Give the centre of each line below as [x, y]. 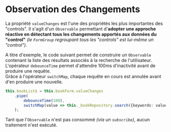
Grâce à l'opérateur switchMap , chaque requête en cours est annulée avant [83, 76]
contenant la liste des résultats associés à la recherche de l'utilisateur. [79, 60]
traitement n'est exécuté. [31, 125]
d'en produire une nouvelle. [34, 82]
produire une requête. [28, 71]
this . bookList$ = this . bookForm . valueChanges [54, 91]
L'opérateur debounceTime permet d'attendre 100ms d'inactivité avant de [80, 65]
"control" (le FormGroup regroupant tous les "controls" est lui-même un [79, 40]
